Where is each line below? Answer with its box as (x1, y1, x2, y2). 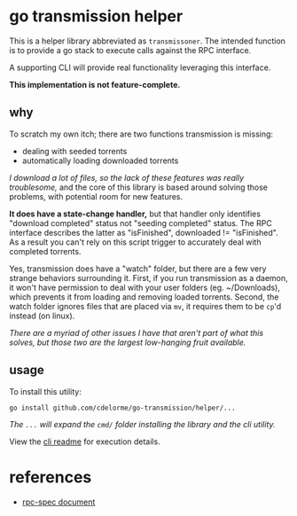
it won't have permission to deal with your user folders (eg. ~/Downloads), (9, 282, 281, 293)
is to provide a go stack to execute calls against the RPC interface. (9, 44, 252, 55)
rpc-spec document (21, 496, 96, 507)
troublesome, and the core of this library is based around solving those (9, 182, 269, 192)
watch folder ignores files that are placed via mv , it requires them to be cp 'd (9, 301, 282, 311)
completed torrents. (9, 246, 82, 256)
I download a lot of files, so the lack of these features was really (9, 172, 245, 183)
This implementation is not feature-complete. (9, 79, 181, 90)
